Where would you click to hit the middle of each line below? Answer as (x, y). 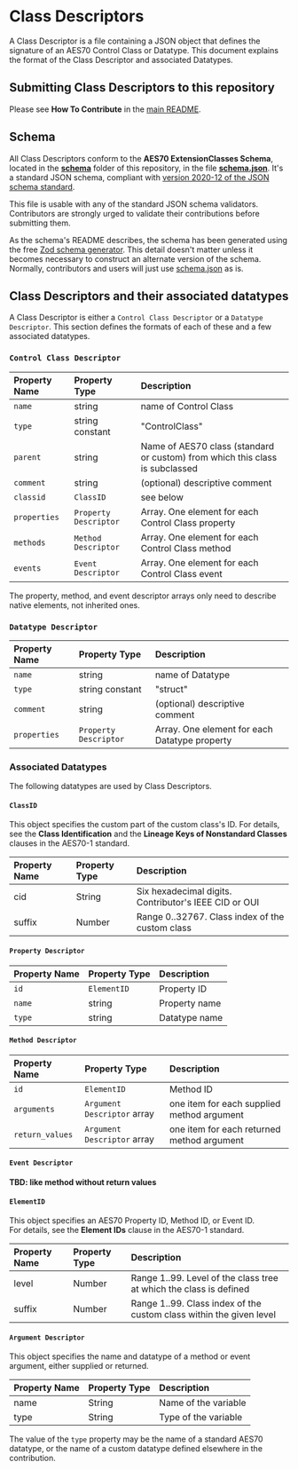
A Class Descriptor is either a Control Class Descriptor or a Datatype (136, 318)
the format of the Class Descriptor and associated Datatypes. (121, 59)
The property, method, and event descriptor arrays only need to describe (143, 596)
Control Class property (188, 523)
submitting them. (40, 223)
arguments (34, 1109)
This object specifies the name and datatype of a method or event (130, 1356)
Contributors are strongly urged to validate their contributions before (134, 213)
